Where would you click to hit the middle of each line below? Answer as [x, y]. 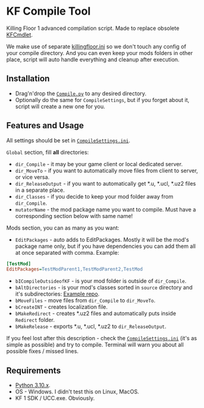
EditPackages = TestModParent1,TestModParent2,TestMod [75, 269]
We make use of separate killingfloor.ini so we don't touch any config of [97, 46]
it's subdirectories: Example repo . [57, 294]
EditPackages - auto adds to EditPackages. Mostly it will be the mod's [102, 239]
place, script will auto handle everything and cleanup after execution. [93, 59]
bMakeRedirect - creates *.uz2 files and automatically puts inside [96, 313]
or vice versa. [32, 177]
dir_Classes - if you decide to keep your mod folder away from [94, 196]
